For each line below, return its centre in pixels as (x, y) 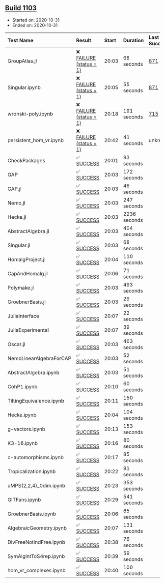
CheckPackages (27, 160)
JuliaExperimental (28, 330)
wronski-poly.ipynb (30, 114)
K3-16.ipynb (23, 443)
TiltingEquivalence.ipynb (36, 401)
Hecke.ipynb (22, 415)
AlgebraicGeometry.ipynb (37, 528)
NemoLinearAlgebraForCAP (40, 358)
